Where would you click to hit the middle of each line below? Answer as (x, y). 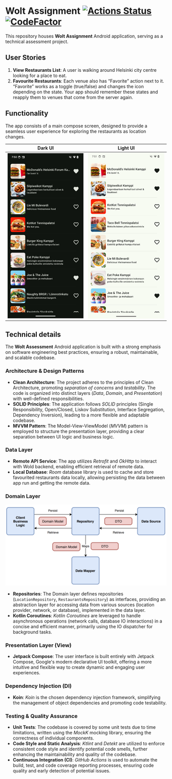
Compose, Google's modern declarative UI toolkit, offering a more (82, 662)
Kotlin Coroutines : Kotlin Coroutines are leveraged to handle (77, 616)
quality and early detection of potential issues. (61, 771)
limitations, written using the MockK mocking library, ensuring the (82, 732)
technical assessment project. (37, 42)
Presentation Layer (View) (38, 645)
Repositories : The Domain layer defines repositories (68, 594)
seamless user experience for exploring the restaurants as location (76, 131)
